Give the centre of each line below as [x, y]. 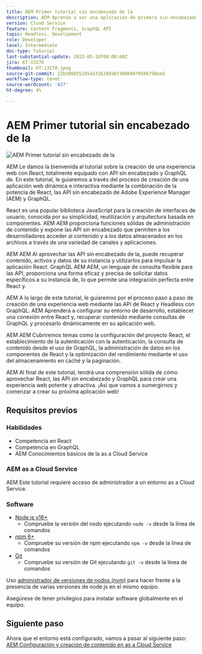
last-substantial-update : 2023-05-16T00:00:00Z [67, 57]
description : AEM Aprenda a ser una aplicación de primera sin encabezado [102, 17]
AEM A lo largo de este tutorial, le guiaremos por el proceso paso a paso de [100, 297]
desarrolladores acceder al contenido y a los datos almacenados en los [94, 236]
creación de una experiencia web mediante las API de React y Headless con [100, 304]
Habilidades [24, 427]
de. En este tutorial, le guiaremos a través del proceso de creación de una [98, 179]
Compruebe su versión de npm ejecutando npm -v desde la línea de [107, 543]
